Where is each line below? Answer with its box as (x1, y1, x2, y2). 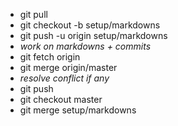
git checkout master (19, 94, 103, 105)
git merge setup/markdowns (19, 104, 137, 116)
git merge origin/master (19, 62, 118, 73)
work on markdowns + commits (19, 40, 152, 52)
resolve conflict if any (19, 72, 110, 84)
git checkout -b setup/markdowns (19, 19, 161, 31)
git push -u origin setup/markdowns (19, 30, 168, 41)
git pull (19, 9, 48, 20)
